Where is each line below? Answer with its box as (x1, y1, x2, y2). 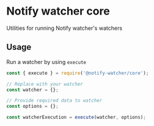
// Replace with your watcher (6, 81, 84, 87)
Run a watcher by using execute (6, 58, 87, 65)
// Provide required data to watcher (6, 97, 103, 104)
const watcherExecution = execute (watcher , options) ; (6, 114, 147, 121)
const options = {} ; (6, 103, 59, 110)
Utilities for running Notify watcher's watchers (6, 24, 123, 32)
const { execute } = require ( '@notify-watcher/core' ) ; (6, 70, 149, 76)
